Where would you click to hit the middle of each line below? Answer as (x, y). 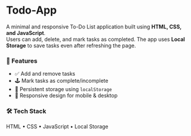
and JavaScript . (26, 33)
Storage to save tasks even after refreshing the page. (71, 46)
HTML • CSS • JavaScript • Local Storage (57, 126)
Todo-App (32, 10)
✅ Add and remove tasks (45, 74)
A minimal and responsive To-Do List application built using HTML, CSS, (94, 27)
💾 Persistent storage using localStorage (63, 89)
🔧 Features (22, 61)
